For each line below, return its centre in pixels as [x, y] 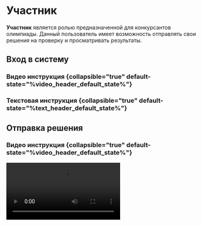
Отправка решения [45, 128]
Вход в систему [38, 59]
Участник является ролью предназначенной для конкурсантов [89, 27]
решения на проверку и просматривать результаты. [74, 40]
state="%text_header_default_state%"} [67, 108]
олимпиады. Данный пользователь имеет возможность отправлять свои [101, 33]
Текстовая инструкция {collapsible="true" [72, 101]
